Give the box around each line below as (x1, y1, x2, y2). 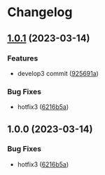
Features (7, 53, 38, 63)
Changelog (7, 4, 73, 20)
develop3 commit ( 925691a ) (17, 69, 99, 77)
